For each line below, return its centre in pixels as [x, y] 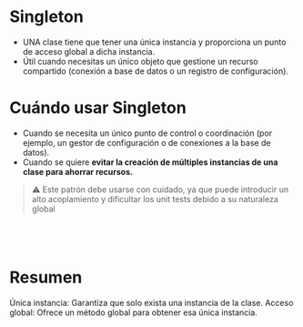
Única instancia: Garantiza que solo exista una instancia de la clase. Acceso [151, 302]
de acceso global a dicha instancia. [89, 51]
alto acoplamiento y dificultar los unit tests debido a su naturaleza [155, 199]
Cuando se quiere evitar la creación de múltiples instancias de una [150, 162]
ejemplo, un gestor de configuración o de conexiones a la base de [146, 142]
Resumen [46, 277]
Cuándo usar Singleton [98, 108]
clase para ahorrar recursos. [78, 171]
